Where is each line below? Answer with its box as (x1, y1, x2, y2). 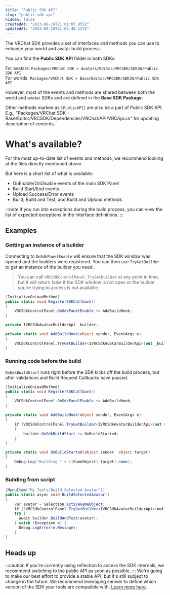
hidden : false (5, 17, 35, 22)
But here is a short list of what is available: (5, 170, 94, 177)
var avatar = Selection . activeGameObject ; (14, 502, 105, 507)
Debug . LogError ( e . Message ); (18, 526, 78, 531)
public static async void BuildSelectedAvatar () (5, 492, 110, 497)
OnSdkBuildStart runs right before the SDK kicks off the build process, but (5, 369, 159, 375)
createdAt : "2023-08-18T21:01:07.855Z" (5, 21, 90, 27)
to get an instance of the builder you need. (5, 264, 94, 270)
